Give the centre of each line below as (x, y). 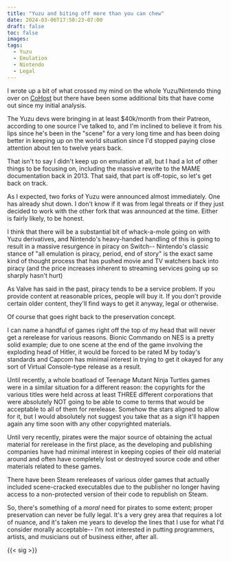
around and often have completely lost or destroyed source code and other (113, 459)
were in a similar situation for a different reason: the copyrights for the (106, 387)
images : (18, 39)
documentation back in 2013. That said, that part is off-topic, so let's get (109, 175)
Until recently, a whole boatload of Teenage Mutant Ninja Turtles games (109, 379)
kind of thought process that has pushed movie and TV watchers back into (113, 261)
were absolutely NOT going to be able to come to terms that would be (106, 401)
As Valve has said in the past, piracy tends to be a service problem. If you (111, 289)
